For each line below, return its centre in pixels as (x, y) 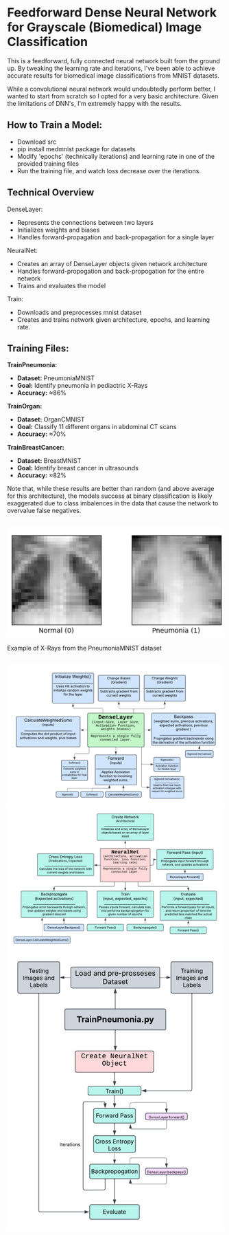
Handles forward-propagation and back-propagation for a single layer (116, 237)
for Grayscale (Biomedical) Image (105, 27)
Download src (37, 142)
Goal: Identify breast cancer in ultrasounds (78, 468)
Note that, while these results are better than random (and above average (111, 489)
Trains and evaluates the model (61, 285)
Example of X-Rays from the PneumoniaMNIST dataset (85, 648)
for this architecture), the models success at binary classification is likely (110, 496)
